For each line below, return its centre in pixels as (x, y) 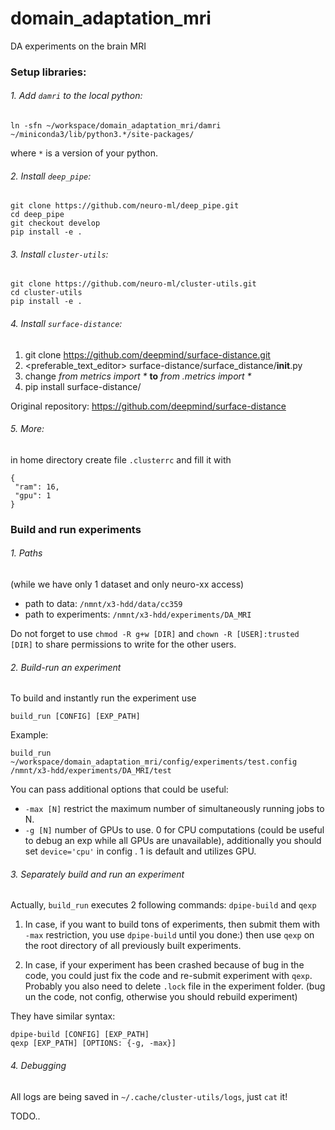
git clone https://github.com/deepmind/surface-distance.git (147, 354)
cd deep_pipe (37, 215)
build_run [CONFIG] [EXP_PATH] (75, 717)
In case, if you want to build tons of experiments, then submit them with (172, 924)
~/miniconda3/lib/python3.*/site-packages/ (102, 135)
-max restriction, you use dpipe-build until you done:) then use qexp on (169, 935)
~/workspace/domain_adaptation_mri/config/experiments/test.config (154, 762)
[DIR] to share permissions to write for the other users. (123, 644)
